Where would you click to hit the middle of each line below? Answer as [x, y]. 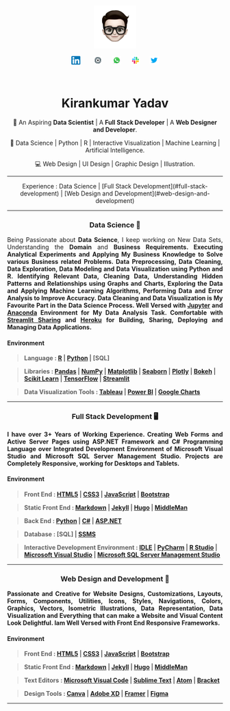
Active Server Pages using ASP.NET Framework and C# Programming [115, 442]
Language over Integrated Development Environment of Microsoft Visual [115, 448]
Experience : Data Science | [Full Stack [77, 186]
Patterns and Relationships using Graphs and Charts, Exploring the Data [115, 284]
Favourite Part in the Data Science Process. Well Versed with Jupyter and [115, 305]
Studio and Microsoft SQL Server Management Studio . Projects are [115, 456]
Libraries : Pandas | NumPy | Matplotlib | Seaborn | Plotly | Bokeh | [120, 372]
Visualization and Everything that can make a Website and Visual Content [115, 616]
